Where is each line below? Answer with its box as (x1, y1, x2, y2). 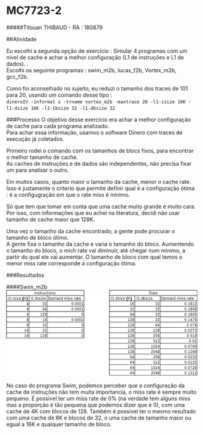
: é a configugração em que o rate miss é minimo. (6, 191, 131, 198)
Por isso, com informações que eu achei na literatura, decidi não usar (6, 209, 180, 216)
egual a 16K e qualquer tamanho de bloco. (6, 421, 112, 428)
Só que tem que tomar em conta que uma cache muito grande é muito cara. (6, 203, 196, 210)
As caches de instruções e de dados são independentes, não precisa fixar (6, 160, 192, 167)
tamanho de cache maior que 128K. (6, 215, 95, 223)
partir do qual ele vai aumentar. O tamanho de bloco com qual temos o (6, 253, 183, 260)
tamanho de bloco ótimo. (6, 234, 69, 241)
